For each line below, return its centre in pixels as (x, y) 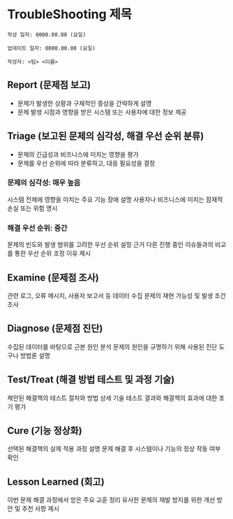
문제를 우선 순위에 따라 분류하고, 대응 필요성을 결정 (86, 163)
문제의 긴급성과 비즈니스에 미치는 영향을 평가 (78, 154)
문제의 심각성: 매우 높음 (44, 183)
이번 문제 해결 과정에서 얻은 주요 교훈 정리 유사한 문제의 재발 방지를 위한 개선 (111, 500)
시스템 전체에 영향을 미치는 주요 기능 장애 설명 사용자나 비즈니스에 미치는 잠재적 (115, 199)
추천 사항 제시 (40, 509)
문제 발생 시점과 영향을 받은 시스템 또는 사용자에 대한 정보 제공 (102, 112)
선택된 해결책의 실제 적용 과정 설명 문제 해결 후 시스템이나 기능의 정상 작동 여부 (114, 449)
